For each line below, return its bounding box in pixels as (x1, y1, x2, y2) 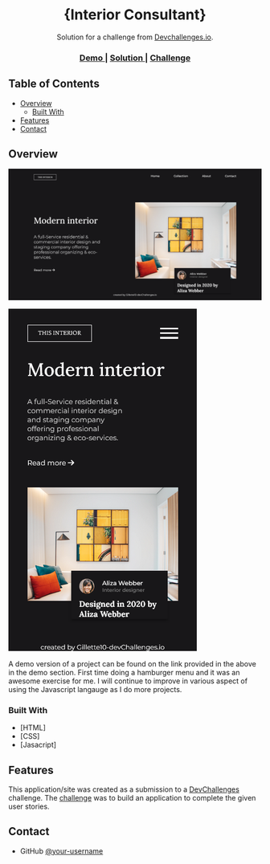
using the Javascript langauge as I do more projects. (8, 684, 182, 694)
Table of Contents (8, 77, 100, 91)
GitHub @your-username (19, 846, 104, 856)
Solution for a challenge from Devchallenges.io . (56, 32, 214, 42)
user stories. (8, 801, 50, 811)
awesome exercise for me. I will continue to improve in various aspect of (8, 676, 247, 686)
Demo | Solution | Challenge (79, 52, 191, 63)
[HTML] (19, 723, 47, 732)
